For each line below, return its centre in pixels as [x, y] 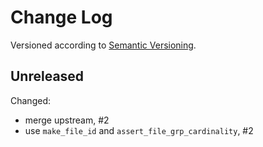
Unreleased [47, 76]
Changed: [30, 100]
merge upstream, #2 [67, 120]
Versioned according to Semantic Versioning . [103, 45]
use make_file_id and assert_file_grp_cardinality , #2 [139, 130]
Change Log [61, 17]
